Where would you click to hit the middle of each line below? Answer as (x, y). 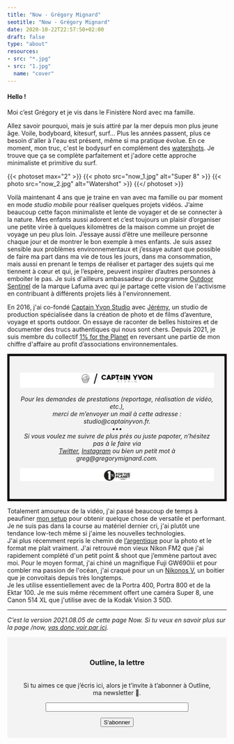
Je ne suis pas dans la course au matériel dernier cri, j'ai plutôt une (103, 526)
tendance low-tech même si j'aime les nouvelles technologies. (96, 533)
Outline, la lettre (117, 662)
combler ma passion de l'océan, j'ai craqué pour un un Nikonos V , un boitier (116, 570)
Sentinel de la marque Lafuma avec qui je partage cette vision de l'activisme (117, 286)
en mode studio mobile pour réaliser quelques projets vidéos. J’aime (105, 204)
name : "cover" (34, 73)
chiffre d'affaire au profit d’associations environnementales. (93, 344)
